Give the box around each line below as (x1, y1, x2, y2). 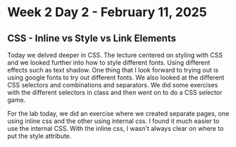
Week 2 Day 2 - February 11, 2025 (7, 4, 207, 20)
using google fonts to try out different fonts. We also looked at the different (7, 73, 225, 82)
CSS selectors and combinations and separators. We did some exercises (7, 81, 218, 89)
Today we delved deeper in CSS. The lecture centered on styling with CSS (7, 51, 223, 59)
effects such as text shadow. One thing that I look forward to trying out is (7, 66, 219, 74)
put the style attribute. (7, 132, 72, 140)
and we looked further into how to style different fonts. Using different (7, 58, 211, 67)
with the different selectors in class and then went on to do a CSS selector (7, 89, 223, 96)
